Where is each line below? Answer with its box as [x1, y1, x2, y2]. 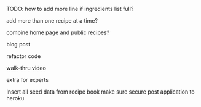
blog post [6, 41, 31, 48]
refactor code [6, 53, 41, 60]
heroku [6, 95, 25, 101]
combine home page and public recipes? [6, 29, 109, 36]
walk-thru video [6, 64, 46, 72]
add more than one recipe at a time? [6, 17, 98, 24]
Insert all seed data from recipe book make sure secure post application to [6, 88, 195, 95]
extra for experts [6, 76, 49, 83]
